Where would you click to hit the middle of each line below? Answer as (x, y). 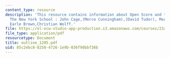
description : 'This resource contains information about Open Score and (83, 15)
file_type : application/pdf (35, 33)
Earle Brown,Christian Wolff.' (43, 24)
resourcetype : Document (30, 38)
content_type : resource (30, 10)
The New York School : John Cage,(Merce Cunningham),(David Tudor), (83, 19)
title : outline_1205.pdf (31, 43)
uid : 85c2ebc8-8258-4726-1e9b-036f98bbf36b (52, 47)
